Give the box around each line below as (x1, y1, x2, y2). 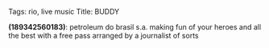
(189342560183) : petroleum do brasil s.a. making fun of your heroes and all (8, 22, 262, 31)
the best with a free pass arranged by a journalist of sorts (8, 31, 199, 40)
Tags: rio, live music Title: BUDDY (8, 7, 120, 16)
